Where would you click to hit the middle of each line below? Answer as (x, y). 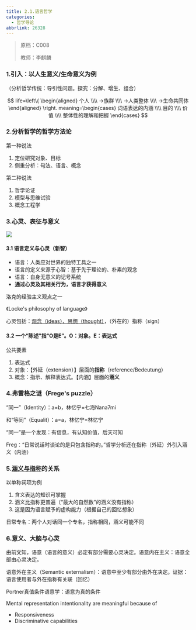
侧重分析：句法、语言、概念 (48, 165)
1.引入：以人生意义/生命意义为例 (51, 74)
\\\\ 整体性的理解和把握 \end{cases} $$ (101, 115)
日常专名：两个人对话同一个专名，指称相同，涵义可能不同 (75, 522)
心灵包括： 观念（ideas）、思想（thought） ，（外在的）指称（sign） (85, 321)
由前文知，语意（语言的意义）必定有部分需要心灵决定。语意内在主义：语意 (95, 552)
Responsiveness (34, 615)
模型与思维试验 (32, 197)
